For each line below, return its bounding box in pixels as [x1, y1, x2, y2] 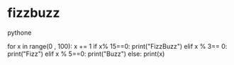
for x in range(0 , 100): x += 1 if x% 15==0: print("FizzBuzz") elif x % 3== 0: [7, 42, 228, 50]
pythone [7, 28, 32, 37]
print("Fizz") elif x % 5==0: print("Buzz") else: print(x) [7, 49, 165, 58]
